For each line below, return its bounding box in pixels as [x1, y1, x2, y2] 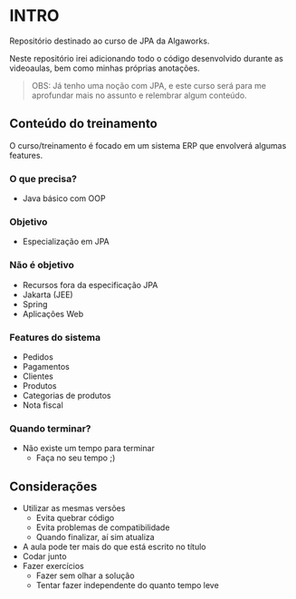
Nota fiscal [22, 400, 63, 411]
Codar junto [22, 551, 67, 562]
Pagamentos [22, 361, 70, 372]
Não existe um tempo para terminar [22, 443, 156, 454]
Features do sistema [9, 331, 101, 343]
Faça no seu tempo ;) [35, 452, 116, 463]
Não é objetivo [9, 259, 74, 272]
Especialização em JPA [22, 237, 110, 247]
